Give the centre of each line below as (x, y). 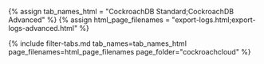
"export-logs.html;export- (214, 20)
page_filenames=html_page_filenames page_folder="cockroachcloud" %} (130, 52)
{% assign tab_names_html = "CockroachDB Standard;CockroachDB (121, 11)
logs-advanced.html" (43, 28)
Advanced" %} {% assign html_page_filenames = (89, 20)
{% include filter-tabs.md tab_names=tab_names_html (98, 43)
